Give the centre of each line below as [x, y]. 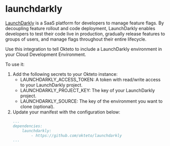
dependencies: [27, 126]
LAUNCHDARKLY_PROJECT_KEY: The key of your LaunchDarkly [88, 90]
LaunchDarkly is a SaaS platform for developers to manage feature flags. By [84, 23]
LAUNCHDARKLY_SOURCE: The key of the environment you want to [91, 101]
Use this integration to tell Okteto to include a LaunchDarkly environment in [84, 49]
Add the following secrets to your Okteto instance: [65, 74]
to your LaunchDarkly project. [51, 85]
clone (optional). [37, 106]
